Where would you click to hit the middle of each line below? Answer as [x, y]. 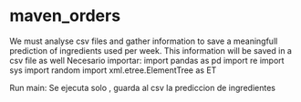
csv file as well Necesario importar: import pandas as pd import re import [147, 60]
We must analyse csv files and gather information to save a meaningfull [144, 41]
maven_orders [65, 16]
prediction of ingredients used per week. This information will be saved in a [150, 50]
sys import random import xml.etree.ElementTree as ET [113, 70]
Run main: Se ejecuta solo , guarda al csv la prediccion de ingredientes [143, 87]
